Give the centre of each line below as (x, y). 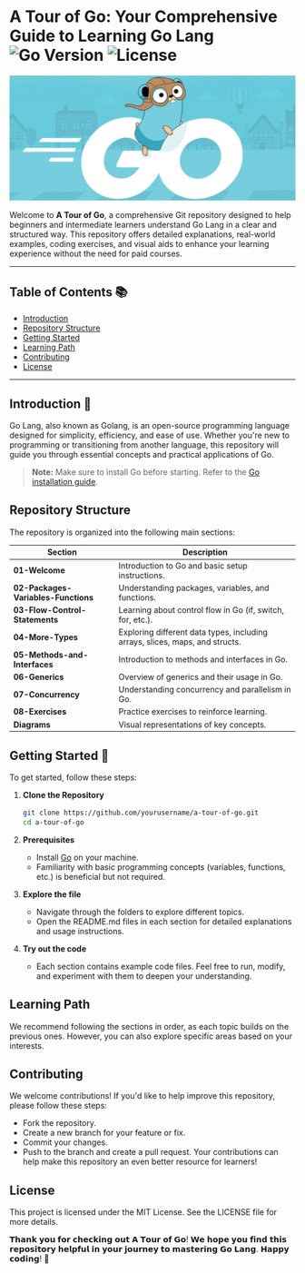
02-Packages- (43, 587)
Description (206, 552)
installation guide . (64, 482)
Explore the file (52, 894)
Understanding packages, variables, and (194, 587)
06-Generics (39, 676)
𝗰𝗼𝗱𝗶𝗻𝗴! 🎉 (30, 1258)
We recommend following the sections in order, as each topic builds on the (149, 1026)
